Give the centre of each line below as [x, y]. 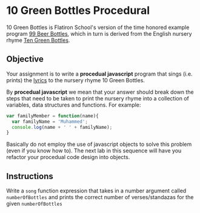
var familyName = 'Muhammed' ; [50, 122]
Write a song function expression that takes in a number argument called [96, 191]
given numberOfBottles [34, 204]
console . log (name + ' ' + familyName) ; [62, 127]
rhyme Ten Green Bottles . [38, 40]
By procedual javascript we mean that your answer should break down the [100, 92]
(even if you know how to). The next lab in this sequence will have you [94, 151]
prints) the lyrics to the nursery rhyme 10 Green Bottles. [76, 80]
